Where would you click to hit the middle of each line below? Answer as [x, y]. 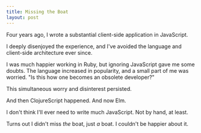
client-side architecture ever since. [49, 52]
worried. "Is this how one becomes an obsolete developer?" [80, 77]
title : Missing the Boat [37, 12]
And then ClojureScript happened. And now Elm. [66, 101]
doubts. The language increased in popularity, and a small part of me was [97, 70]
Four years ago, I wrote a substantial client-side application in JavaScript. [97, 34]
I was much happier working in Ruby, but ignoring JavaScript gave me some [100, 64]
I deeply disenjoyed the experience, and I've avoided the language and [94, 46]
